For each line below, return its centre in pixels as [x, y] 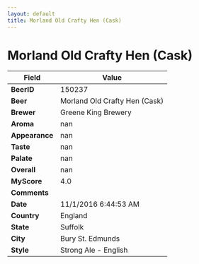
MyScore [27, 181]
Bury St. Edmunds [90, 239]
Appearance [32, 136]
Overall [23, 170]
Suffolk [72, 227]
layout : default [31, 14]
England [74, 216]
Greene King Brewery [96, 112]
